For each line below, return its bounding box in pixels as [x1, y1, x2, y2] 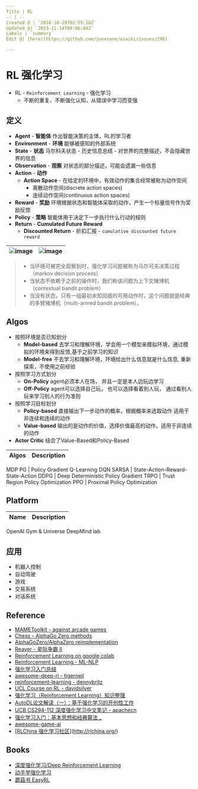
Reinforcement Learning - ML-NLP [14, 658, 99, 665]
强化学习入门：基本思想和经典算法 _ [14, 714, 102, 721]
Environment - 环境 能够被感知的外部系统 [14, 139, 116, 147]
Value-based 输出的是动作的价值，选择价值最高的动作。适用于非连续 [23, 422, 192, 429]
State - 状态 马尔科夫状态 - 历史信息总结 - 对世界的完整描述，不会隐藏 [14, 147, 186, 154]
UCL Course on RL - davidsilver [14, 685, 92, 691]
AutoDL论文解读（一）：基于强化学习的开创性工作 [14, 699, 134, 706]
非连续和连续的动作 [23, 414, 71, 421]
